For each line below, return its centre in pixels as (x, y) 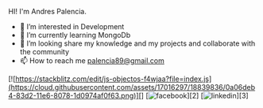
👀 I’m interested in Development (72, 26)
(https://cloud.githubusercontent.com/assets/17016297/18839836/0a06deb (132, 87)
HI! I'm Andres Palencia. (48, 11)
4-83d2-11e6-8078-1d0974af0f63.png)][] (76, 95)
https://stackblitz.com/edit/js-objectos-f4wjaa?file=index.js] (114, 79)
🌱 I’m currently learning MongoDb (75, 35)
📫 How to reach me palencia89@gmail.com (92, 61)
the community (44, 52)
